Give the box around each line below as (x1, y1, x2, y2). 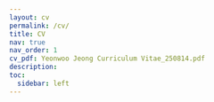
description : (9, 63, 58, 72)
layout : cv (9, 12, 50, 22)
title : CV (9, 29, 46, 38)
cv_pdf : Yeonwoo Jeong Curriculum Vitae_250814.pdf (9, 54, 205, 63)
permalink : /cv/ (9, 21, 70, 30)
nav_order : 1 (9, 46, 58, 55)
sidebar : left (17, 79, 70, 88)
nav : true (9, 37, 46, 47)
